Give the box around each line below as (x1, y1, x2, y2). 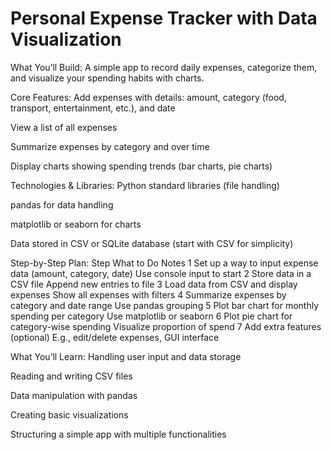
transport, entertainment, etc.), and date (10, 102, 176, 114)
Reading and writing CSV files (10, 370, 133, 382)
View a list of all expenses (10, 121, 118, 133)
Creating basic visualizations (10, 408, 129, 421)
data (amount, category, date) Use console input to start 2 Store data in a (10, 267, 312, 279)
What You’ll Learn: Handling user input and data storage (10, 350, 242, 362)
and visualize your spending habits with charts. (10, 72, 205, 84)
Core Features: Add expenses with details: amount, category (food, (10, 91, 287, 103)
